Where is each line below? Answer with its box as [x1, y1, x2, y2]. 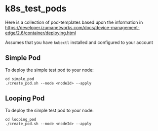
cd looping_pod [5, 117, 37, 122]
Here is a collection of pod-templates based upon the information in [5, 19, 143, 25]
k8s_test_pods [5, 3, 67, 14]
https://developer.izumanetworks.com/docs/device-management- [5, 24, 140, 30]
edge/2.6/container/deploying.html [5, 30, 76, 36]
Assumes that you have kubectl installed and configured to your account [5, 39, 153, 45]
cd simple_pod [5, 76, 35, 82]
